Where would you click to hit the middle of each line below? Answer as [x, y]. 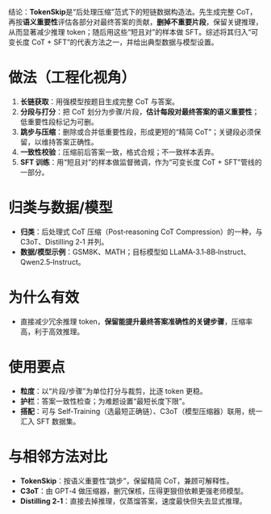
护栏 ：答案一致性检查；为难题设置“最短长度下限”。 [104, 401]
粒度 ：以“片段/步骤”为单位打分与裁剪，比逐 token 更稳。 [113, 391]
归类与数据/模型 [60, 208]
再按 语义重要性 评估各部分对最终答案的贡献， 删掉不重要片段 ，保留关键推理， [135, 22]
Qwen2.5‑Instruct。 [52, 261]
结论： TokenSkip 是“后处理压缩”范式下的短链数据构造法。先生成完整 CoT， [133, 12]
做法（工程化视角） [72, 78]
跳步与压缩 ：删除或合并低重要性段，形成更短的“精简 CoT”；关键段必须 [137, 132]
